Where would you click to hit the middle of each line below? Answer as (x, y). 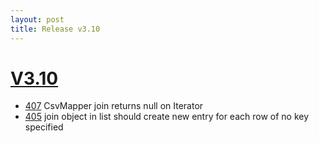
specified (44, 127)
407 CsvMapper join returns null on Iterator (114, 106)
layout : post (37, 19)
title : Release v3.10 (55, 29)
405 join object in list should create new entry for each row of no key (167, 117)
